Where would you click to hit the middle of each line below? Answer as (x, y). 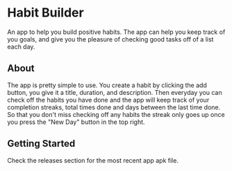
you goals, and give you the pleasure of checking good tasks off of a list (110, 39)
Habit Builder (46, 13)
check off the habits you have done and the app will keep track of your (108, 100)
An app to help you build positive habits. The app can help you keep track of (116, 32)
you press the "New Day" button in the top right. (76, 122)
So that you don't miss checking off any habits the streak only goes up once (116, 114)
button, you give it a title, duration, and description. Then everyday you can (115, 92)
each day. (21, 46)
